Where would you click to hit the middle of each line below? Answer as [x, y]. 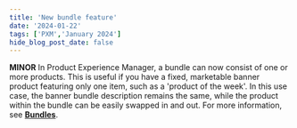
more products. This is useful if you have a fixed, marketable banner [135, 77]
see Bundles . [34, 115]
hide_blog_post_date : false [62, 42]
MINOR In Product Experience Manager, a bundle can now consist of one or [148, 68]
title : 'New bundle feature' [63, 17]
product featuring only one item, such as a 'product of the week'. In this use [148, 86]
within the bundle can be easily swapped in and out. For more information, [146, 105]
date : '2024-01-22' [45, 26]
